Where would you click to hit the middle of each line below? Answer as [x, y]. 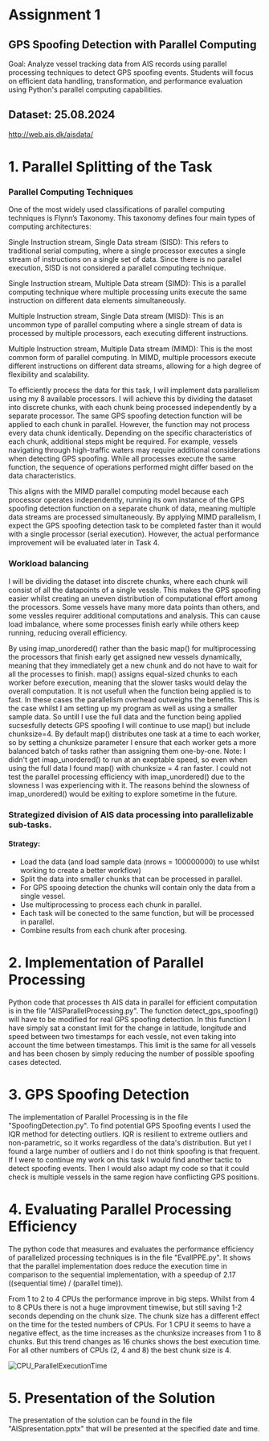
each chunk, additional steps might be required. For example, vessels [123, 441]
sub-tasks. [30, 825]
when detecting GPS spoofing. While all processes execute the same [122, 459]
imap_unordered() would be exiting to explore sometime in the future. [123, 793]
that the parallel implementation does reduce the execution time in [118, 1265]
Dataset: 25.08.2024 [62, 115]
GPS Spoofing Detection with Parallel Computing [132, 45]
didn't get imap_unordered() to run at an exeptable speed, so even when [128, 760]
